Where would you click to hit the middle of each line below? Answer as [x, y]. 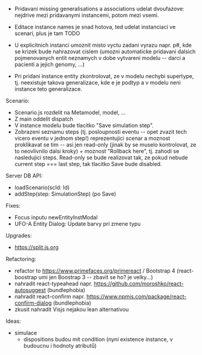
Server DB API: [24, 176]
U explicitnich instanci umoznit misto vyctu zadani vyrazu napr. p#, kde [103, 45]
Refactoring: [21, 259]
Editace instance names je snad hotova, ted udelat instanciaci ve [95, 27]
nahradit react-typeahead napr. [54, 284]
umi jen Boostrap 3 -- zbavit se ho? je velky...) [96, 277]
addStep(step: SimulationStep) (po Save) [65, 194]
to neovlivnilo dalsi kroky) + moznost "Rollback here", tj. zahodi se [97, 151]
